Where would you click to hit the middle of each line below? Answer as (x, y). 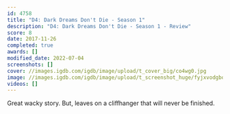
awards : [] (23, 52)
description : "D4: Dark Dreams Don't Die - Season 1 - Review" (99, 26)
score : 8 (20, 33)
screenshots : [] (30, 65)
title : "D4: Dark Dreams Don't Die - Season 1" (76, 20)
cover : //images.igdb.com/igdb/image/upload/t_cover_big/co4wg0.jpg (107, 71)
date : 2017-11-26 (32, 39)
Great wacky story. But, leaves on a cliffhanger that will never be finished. (111, 103)
